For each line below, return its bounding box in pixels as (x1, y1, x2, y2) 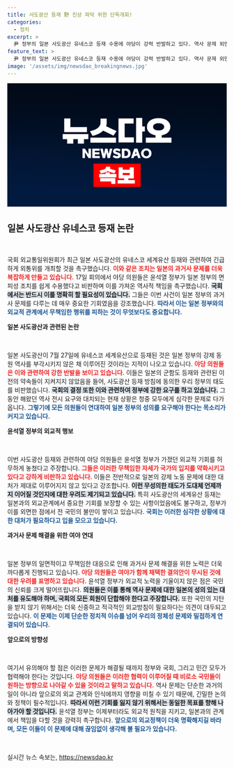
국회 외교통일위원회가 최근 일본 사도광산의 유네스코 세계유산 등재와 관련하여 (7, 255, 212, 264)
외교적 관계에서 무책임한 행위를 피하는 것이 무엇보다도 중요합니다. (7, 308, 182, 317)
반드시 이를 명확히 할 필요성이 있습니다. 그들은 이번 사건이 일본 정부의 (25, 290, 212, 299)
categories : (7, 18, 42, 26)
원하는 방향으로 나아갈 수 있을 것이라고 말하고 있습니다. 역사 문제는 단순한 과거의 (7, 681, 223, 690)
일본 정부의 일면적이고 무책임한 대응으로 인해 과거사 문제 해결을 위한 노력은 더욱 (7, 559, 223, 568)
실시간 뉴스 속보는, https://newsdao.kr (7, 753, 114, 762)
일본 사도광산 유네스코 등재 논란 (7, 222, 134, 234)
